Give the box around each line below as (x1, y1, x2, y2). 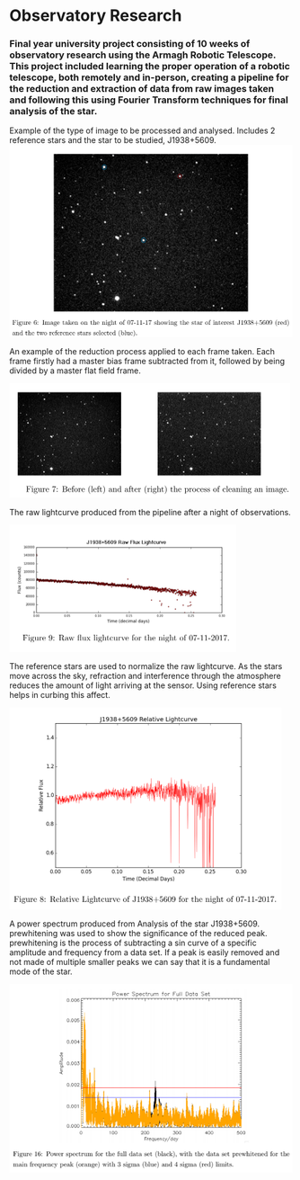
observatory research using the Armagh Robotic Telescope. (9, 49, 277, 61)
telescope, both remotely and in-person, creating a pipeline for (9, 71, 289, 84)
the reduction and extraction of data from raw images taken (9, 83, 275, 95)
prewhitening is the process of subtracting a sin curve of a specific (9, 937, 258, 948)
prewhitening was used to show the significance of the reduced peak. (9, 927, 268, 938)
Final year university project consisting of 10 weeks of (9, 38, 251, 50)
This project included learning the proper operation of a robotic (9, 60, 290, 73)
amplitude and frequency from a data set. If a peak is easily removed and (9, 946, 280, 958)
